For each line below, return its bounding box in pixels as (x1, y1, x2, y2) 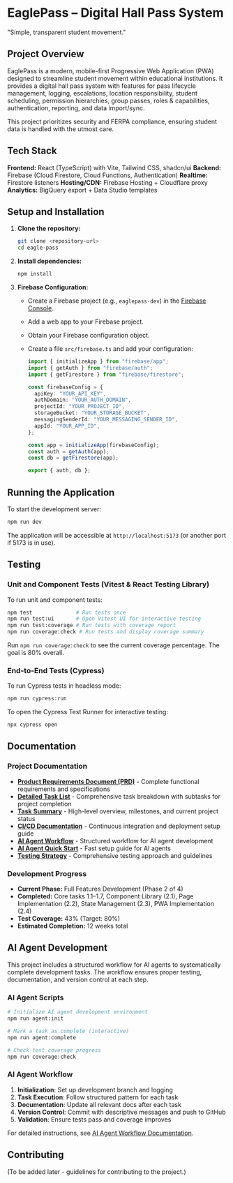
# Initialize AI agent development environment (7, 1009, 149, 1016)
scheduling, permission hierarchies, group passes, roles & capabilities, (7, 96, 210, 105)
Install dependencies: (17, 257, 82, 266)
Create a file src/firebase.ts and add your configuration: (27, 345, 193, 353)
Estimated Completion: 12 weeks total (17, 922, 128, 930)
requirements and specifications (17, 785, 110, 793)
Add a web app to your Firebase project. (27, 317, 144, 326)
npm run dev (7, 518, 42, 525)
